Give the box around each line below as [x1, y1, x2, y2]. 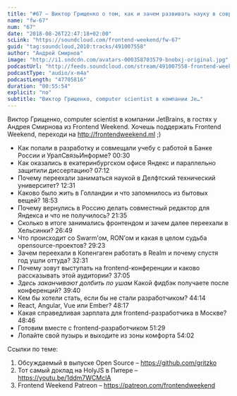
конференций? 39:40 [17, 287, 81, 294]
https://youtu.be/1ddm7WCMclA [17, 373, 111, 382]
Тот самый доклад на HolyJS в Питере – [17, 366, 138, 374]
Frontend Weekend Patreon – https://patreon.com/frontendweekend [17, 381, 216, 389]
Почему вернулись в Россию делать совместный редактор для [17, 204, 210, 212]
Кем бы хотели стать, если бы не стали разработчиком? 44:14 [17, 294, 206, 302]
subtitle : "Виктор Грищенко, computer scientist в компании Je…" [7, 96, 203, 103]
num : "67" [7, 23, 37, 30]
